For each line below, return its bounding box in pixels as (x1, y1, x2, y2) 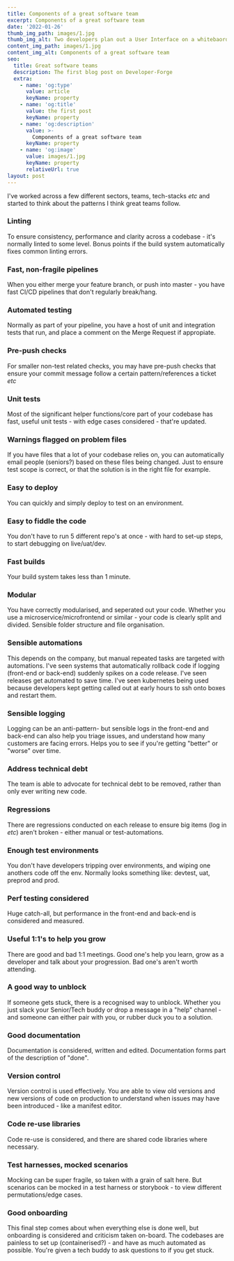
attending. (7, 964, 37, 973)
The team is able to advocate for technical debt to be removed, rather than (7, 779, 221, 789)
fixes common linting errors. (7, 247, 88, 255)
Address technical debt (7, 763, 88, 773)
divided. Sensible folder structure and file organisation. (7, 620, 165, 629)
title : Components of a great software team (7, 10, 139, 17)
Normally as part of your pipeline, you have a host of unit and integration (7, 321, 216, 329)
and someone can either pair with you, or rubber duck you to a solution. (7, 1013, 213, 1021)
